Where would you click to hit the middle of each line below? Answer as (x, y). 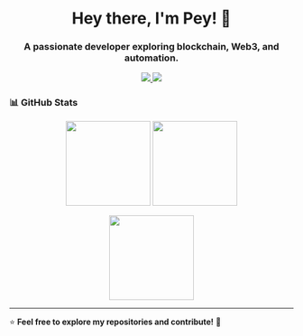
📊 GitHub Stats (44, 103)
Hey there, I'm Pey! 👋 (151, 19)
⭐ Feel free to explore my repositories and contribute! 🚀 (115, 322)
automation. (151, 58)
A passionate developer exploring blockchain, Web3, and (151, 47)
